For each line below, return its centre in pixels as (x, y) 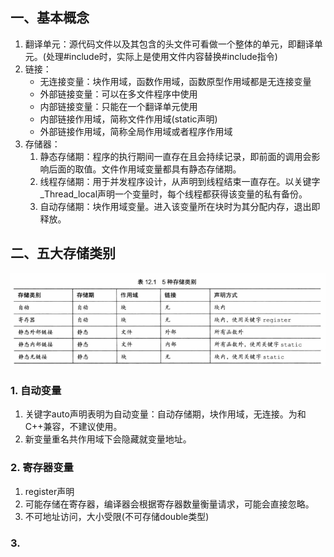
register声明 (49, 491)
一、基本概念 (50, 18)
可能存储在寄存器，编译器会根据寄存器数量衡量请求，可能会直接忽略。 (169, 504)
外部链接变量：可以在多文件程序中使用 (118, 94)
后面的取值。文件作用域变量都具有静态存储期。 (145, 169)
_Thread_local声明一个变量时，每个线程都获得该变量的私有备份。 (173, 194)
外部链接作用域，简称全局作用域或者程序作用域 (136, 131)
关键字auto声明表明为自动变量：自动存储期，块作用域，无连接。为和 (165, 414)
